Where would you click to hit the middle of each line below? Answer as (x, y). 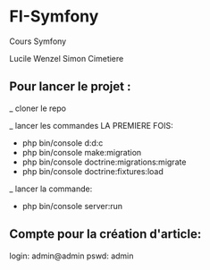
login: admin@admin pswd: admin (71, 256)
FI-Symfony (54, 17)
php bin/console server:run (72, 206)
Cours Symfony (38, 41)
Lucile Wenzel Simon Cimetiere (67, 58)
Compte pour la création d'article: (105, 234)
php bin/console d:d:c (63, 143)
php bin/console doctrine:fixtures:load (92, 171)
